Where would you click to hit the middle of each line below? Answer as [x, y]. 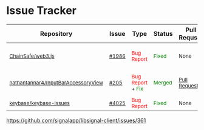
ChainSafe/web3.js [32, 56]
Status [163, 33]
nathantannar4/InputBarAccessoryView [56, 82]
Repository [56, 33]
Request [189, 85]
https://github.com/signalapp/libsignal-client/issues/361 [76, 120]
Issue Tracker [42, 11]
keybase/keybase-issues [39, 103]
